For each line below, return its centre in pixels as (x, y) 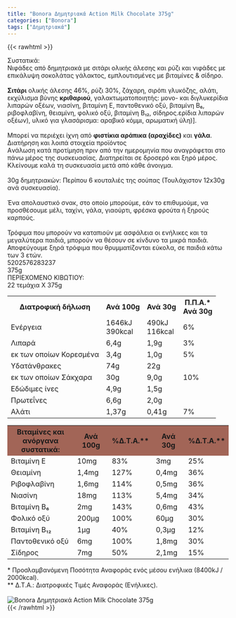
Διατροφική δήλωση (55, 307)
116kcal (160, 332)
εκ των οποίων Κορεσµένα (55, 354)
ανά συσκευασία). (34, 188)
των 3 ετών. (25, 255)
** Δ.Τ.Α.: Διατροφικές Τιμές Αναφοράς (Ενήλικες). (83, 585)
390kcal (119, 332)
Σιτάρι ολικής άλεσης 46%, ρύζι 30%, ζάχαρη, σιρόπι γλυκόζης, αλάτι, (113, 91)
